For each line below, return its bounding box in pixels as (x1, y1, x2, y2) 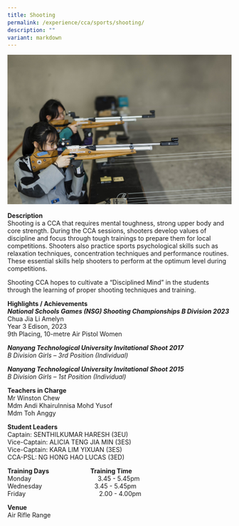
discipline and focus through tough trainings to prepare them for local (7, 234, 211, 243)
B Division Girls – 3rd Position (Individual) (7, 351, 129, 359)
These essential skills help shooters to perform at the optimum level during (7, 257, 226, 265)
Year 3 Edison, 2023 (7, 322, 68, 331)
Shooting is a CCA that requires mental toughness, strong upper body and (7, 219, 225, 228)
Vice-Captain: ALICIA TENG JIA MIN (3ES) (7, 438, 132, 446)
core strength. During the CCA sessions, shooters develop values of (7, 226, 207, 235)
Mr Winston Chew (7, 394, 60, 402)
